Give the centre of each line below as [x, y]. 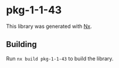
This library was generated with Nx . [49, 26]
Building [21, 44]
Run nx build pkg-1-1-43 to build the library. [60, 58]
